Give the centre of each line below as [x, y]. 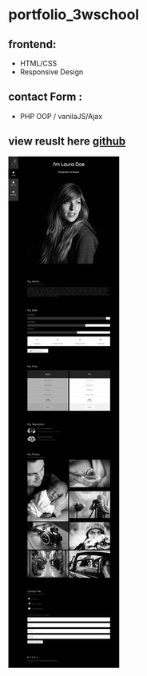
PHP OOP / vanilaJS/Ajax [61, 116]
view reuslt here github [67, 141]
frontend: [32, 44]
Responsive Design [52, 72]
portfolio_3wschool [74, 15]
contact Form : [45, 97]
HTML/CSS [38, 63]
